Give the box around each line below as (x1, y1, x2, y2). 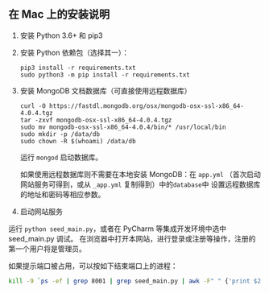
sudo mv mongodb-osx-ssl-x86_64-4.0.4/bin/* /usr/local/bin (19, 123, 226, 131)
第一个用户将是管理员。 (8, 244, 86, 254)
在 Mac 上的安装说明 (8, 7, 110, 22)
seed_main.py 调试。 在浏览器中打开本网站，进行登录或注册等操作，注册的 (8, 233, 256, 243)
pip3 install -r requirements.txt (19, 64, 136, 72)
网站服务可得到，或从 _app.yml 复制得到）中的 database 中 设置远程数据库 (19, 180, 261, 189)
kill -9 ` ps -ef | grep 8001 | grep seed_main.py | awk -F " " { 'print (8, 277, 250, 285)
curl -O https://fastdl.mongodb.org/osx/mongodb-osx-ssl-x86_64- (19, 101, 244, 110)
